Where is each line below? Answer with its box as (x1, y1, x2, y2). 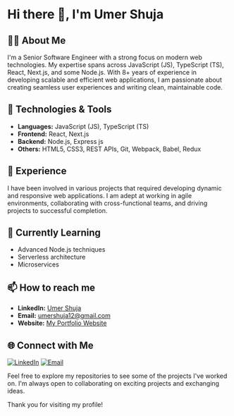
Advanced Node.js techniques (17, 245, 106, 254)
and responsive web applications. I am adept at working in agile (7, 191, 192, 200)
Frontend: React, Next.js (17, 130, 90, 138)
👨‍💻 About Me (7, 35, 66, 47)
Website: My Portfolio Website (17, 319, 107, 327)
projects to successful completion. (7, 206, 108, 214)
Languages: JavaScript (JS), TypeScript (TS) (17, 122, 149, 130)
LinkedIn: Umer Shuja (17, 304, 82, 312)
